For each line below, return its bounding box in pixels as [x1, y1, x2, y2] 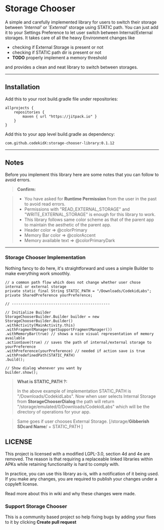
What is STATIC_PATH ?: [17, 378, 67, 385]
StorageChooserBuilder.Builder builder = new [5, 314, 99, 319]
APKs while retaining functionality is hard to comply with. [5, 461, 120, 467]
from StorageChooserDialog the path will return [17, 398, 115, 404]
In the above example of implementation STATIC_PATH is [17, 388, 131, 394]
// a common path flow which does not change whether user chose [5, 280, 141, 285]
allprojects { [5, 105, 34, 110]
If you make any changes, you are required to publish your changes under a [5, 476, 158, 482]
